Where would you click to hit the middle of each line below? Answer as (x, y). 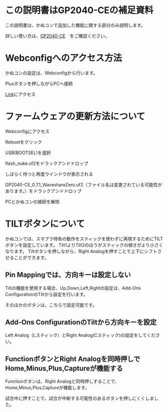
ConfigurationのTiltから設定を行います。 (47, 294)
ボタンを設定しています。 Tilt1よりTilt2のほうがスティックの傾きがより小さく (84, 245)
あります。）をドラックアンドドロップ (43, 191)
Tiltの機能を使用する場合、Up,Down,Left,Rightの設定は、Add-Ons (73, 288)
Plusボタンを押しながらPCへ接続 (39, 83)
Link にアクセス (21, 94)
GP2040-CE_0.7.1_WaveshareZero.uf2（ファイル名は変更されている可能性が (84, 184)
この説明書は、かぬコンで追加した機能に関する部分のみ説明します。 (75, 25)
